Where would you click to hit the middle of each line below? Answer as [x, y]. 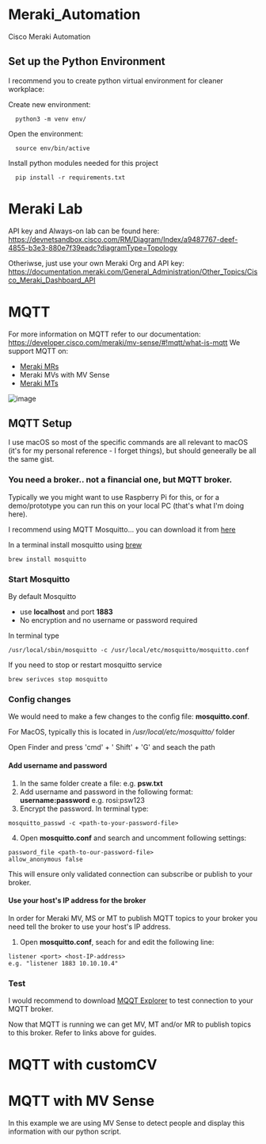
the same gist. [31, 459]
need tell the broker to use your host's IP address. [89, 927]
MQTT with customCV [83, 1065]
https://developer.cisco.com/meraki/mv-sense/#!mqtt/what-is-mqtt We [124, 342]
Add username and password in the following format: [106, 792]
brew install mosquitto [47, 559]
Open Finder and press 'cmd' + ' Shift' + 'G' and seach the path [112, 747]
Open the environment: [46, 133]
